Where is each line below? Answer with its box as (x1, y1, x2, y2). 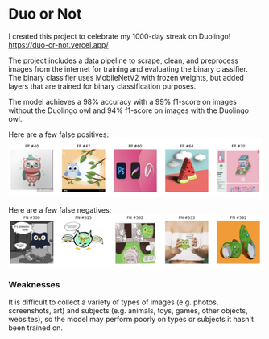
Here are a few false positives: (8, 130, 110, 139)
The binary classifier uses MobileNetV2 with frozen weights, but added (8, 72, 244, 82)
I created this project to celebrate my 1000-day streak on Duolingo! (8, 31, 231, 41)
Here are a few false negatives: (8, 205, 112, 215)
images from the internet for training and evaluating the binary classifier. (8, 64, 248, 73)
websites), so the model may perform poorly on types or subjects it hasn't (8, 315, 255, 325)
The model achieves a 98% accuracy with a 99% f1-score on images (8, 97, 238, 106)
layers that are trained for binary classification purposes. (8, 81, 197, 91)
